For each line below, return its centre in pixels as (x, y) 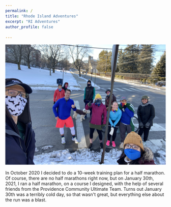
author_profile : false (29, 27)
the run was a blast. (26, 200)
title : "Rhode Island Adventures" (42, 16)
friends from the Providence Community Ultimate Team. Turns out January (83, 189)
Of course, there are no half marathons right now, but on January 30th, (80, 179)
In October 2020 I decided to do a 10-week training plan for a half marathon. (85, 173)
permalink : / (19, 11)
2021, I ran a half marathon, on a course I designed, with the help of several (84, 184)
